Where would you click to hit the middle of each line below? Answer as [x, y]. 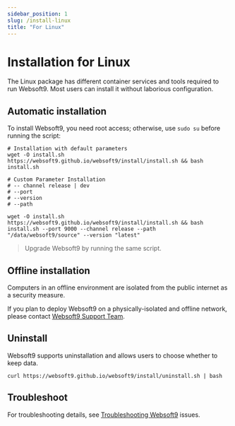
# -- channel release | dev [49, 186]
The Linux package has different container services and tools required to [113, 81]
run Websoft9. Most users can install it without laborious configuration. [110, 89]
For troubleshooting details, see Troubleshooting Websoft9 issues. [104, 415]
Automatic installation [57, 111]
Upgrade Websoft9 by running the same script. [93, 249]
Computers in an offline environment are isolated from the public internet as [117, 288]
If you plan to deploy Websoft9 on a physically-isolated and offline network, [117, 309]
